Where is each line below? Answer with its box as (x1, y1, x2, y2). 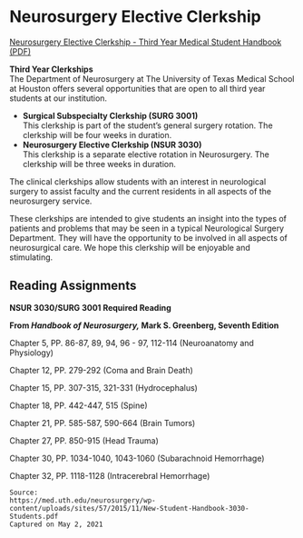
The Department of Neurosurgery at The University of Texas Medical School (9, 73, 295, 84)
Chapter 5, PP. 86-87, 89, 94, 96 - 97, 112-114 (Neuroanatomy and (9, 337, 254, 348)
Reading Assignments (9, 278, 137, 294)
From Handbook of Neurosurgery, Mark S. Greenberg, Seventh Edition (9, 320, 279, 331)
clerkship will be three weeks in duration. (22, 158, 177, 169)
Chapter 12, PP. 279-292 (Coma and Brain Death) (9, 364, 193, 375)
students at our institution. (9, 93, 107, 104)
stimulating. (9, 252, 54, 263)
